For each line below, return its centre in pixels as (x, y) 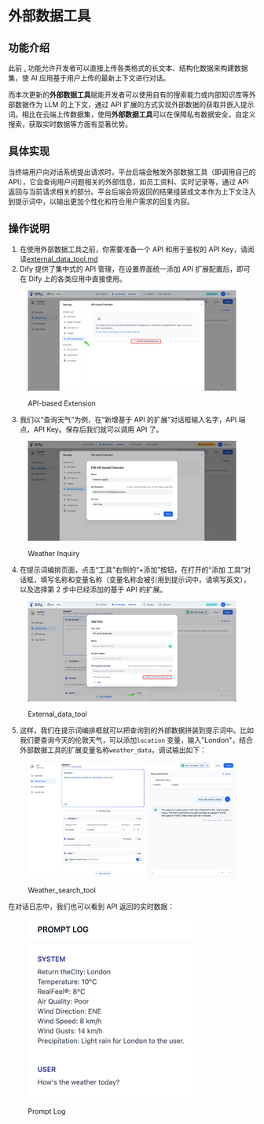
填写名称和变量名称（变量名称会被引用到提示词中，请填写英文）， (145, 580)
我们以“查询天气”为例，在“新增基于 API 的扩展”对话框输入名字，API (128, 419)
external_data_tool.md (62, 259)
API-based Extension (62, 403)
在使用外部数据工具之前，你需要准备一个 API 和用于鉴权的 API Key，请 (133, 249)
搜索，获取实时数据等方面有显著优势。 (70, 124)
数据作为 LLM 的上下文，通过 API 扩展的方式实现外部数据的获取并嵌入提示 (134, 104)
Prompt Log (47, 1111)
